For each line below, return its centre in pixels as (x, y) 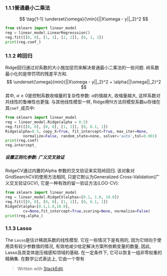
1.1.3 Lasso (18, 229)
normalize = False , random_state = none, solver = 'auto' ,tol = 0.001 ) (90, 136)
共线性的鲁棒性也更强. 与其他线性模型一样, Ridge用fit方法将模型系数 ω (77, 102)
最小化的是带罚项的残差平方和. (37, 74)
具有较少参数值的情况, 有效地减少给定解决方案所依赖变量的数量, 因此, (80, 246)
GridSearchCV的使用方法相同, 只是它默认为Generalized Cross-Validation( (80, 177)
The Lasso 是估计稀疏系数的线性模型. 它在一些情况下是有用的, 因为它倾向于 (81, 240)
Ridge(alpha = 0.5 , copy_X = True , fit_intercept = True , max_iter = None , (77, 131)
